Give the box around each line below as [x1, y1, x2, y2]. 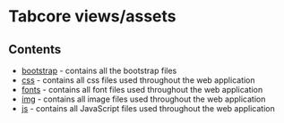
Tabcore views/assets [8, 6, 176, 27]
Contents [8, 42, 62, 57]
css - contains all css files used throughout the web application [21, 75, 256, 86]
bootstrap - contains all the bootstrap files [21, 65, 177, 76]
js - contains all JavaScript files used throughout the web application [21, 103, 275, 113]
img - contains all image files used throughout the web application [21, 94, 266, 104]
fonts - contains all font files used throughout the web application [21, 85, 263, 94]
